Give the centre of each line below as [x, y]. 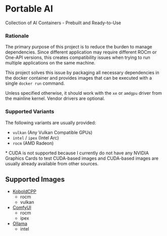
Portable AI [29, 9]
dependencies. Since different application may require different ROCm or [81, 52]
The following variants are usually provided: [51, 123]
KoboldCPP [24, 192]
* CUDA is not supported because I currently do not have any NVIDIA [77, 153]
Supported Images [35, 179]
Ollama [20, 224]
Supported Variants [30, 111]
